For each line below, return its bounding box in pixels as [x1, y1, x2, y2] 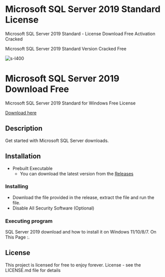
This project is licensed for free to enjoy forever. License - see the [5, 261, 141, 268]
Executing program [5, 217, 53, 224]
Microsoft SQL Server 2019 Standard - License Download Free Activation [5, 30, 155, 36]
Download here [5, 109, 36, 115]
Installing [5, 183, 28, 190]
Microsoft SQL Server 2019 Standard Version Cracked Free [5, 45, 126, 51]
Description [5, 124, 42, 133]
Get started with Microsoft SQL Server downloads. [5, 137, 109, 143]
